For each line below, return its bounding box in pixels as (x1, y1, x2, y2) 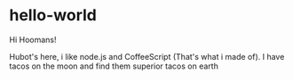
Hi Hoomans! (9, 34, 57, 45)
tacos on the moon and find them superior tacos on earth (9, 61, 219, 71)
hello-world (9, 5, 98, 25)
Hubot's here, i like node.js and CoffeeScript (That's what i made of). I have (9, 51, 285, 62)
